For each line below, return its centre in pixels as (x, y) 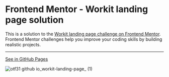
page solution (34, 20)
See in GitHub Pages (27, 59)
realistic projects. (23, 44)
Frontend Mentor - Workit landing (77, 9)
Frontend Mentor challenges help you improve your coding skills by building (84, 39)
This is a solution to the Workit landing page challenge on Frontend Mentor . (83, 34)
